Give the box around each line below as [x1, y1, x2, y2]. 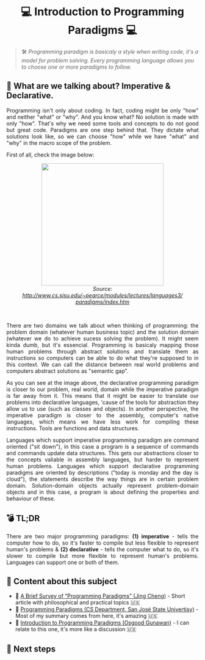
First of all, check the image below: [6, 151, 95, 158]
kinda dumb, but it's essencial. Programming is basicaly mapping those [6, 341, 199, 348]
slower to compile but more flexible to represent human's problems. [6, 552, 199, 559]
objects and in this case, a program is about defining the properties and [6, 488, 199, 496]
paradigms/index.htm [75, 298, 130, 306]
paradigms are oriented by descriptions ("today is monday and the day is [6, 469, 199, 476]
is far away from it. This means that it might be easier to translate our [6, 392, 199, 399]
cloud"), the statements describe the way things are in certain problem [6, 475, 199, 483]
